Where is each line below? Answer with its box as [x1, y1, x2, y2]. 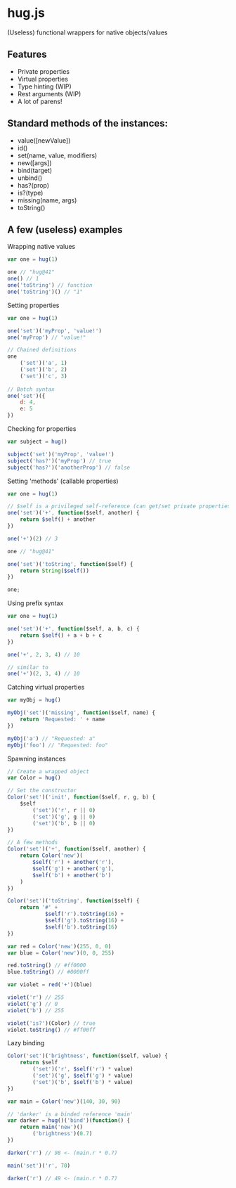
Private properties [17, 67, 70, 75]
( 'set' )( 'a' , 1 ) [20, 360, 68, 367]
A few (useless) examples [7, 224, 123, 235]
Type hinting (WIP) [17, 82, 72, 91]
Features [7, 49, 47, 60]
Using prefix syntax [7, 599, 64, 607]
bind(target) [17, 166, 53, 174]
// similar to [7, 664, 49, 671]
